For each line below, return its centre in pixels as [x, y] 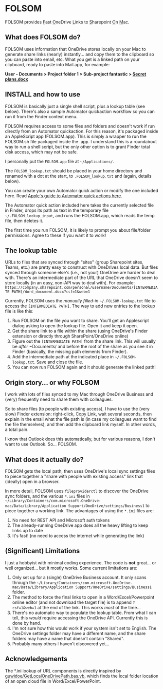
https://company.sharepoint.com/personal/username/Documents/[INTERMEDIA [81, 288]
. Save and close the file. [59, 362]
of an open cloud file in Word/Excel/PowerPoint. [53, 681]
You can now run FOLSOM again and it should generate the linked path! [84, 367]
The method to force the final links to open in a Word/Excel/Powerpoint [83, 597]
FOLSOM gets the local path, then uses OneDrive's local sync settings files [80, 471]
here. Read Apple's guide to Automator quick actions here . [64, 196]
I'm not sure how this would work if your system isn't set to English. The [84, 628]
